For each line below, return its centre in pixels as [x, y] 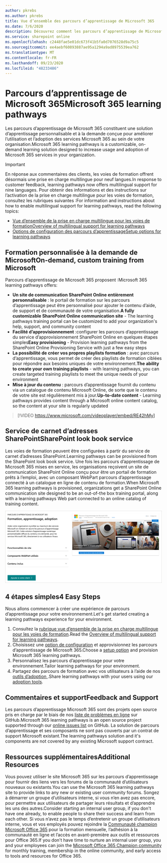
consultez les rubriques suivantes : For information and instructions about [80, 201]
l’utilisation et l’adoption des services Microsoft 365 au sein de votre [75, 139]
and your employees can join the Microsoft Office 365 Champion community [83, 846]
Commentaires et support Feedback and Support [82, 698]
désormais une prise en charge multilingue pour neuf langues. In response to [83, 180]
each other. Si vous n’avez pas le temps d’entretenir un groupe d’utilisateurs [83, 819]
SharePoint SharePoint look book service [69, 439]
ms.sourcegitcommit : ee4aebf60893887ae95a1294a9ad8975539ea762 [72, 47]
